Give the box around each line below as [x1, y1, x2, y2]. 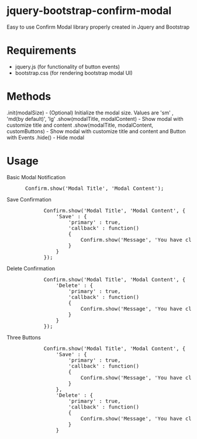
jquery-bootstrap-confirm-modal [6, 4, 172, 18]
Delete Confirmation [6, 264, 56, 272]
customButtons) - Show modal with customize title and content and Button [6, 127, 186, 135]
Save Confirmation [6, 196, 52, 203]
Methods [6, 90, 51, 103]
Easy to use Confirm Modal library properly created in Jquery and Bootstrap [6, 23, 190, 30]
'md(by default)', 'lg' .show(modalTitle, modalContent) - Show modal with [6, 115, 184, 122]
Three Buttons [6, 334, 42, 341]
